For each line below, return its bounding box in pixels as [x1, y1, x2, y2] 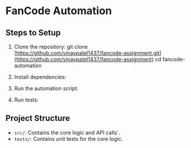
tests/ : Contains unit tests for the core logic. [14, 135, 123, 142]
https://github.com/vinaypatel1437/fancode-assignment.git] [16, 50, 162, 57]
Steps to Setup [5, 28, 61, 38]
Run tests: [14, 96, 39, 103]
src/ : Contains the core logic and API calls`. [14, 129, 120, 136]
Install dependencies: [14, 74, 67, 80]
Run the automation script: [14, 85, 79, 92]
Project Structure [5, 113, 70, 123]
